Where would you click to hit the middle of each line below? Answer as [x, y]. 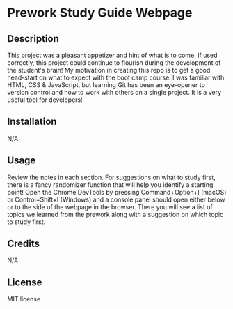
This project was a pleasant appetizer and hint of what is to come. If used [112, 55]
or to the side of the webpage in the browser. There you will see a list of [110, 206]
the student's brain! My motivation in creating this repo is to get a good [109, 70]
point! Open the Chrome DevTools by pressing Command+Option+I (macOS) [117, 192]
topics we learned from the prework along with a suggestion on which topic [115, 214]
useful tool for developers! [45, 100]
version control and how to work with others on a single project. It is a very [114, 92]
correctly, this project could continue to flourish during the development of [114, 63]
